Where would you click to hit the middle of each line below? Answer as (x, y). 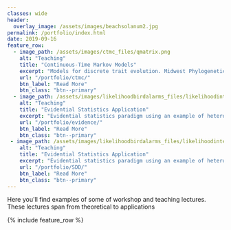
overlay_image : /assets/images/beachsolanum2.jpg (86, 26)
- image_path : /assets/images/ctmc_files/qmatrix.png (92, 52)
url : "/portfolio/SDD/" (54, 167)
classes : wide (27, 13)
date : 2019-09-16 (32, 39)
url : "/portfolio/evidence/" (61, 122)
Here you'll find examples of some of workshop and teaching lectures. (107, 200)
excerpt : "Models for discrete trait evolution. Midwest (103, 71)
